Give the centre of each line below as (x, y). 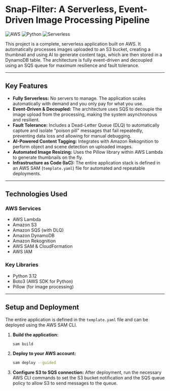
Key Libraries (22, 265)
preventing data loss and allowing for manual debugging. (72, 136)
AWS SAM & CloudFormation (42, 246)
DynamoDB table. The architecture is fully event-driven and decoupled (79, 60)
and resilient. (26, 119)
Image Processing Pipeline (93, 20)
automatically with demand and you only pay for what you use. (78, 103)
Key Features (27, 86)
